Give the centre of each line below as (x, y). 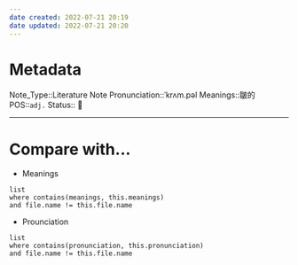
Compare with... (70, 149)
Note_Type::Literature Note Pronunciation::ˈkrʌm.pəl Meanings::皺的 (132, 95)
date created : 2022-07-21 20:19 (69, 17)
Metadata (45, 70)
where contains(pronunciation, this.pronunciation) (106, 246)
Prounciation (45, 222)
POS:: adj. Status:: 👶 (46, 105)
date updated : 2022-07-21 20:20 (69, 26)
